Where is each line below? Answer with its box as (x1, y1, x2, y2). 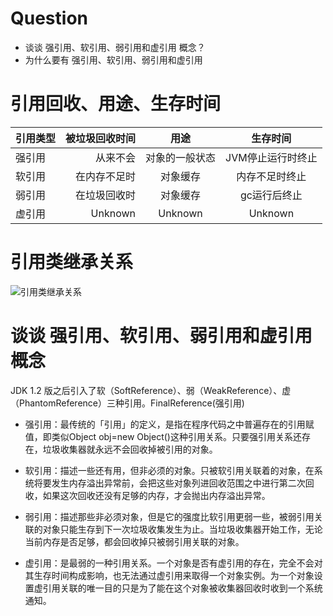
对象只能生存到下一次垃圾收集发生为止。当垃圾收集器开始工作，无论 (42, 523, 323, 535)
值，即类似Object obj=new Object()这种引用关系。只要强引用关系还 (24, 430, 302, 442)
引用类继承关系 (10, 251, 134, 274)
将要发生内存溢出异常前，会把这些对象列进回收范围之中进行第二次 (33, 477, 306, 489)
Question (10, 7, 88, 30)
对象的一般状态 (145, 150, 217, 164)
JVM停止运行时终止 (225, 150, 318, 164)
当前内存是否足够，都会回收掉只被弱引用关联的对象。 (24, 535, 245, 547)
